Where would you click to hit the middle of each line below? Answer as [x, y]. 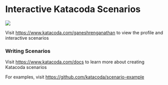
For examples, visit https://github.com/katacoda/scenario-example [75, 77]
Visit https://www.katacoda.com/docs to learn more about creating [75, 62]
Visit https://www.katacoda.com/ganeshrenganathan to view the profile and [84, 32]
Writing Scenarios [28, 51]
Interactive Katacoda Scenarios [73, 9]
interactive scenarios [27, 38]
